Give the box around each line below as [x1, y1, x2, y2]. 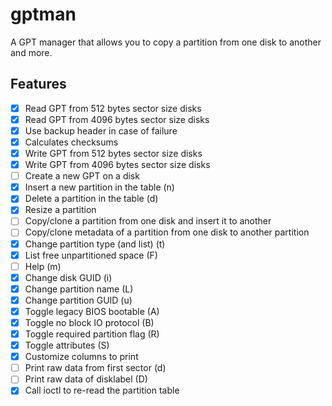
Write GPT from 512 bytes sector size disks [24, 148, 203, 159]
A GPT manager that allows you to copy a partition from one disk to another [10, 36, 322, 48]
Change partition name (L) [24, 283, 134, 295]
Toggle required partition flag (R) [24, 328, 160, 340]
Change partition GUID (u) [24, 294, 133, 306]
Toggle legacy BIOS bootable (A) [24, 305, 160, 317]
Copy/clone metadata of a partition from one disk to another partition [24, 226, 310, 238]
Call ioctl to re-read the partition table [24, 384, 180, 397]
